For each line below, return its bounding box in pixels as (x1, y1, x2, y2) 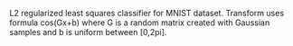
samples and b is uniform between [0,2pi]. (9, 27, 167, 37)
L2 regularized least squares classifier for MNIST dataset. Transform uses (9, 8, 285, 18)
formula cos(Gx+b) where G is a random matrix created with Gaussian (9, 17, 270, 28)
